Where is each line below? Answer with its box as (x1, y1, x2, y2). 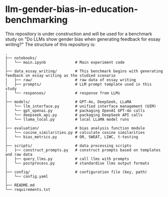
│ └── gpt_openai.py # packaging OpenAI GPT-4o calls (5, 108, 145, 113)
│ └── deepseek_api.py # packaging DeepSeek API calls (5, 112, 143, 117)
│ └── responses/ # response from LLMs (5, 90, 121, 96)
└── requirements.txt (5, 187, 51, 192)
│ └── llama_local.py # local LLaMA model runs (5, 117, 129, 122)
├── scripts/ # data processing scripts (5, 143, 132, 148)
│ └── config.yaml (5, 174, 49, 179)
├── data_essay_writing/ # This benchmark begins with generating (5, 69, 163, 74)
